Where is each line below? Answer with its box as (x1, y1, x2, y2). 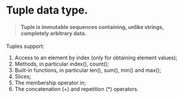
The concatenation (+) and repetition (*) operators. (14, 86, 139, 93)
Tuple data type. (6, 4, 89, 17)
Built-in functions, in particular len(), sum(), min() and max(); (14, 67, 161, 74)
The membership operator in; (14, 79, 86, 86)
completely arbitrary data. (20, 30, 87, 37)
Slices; (14, 73, 31, 80)
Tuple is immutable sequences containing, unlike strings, (20, 23, 164, 30)
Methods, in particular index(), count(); (14, 60, 109, 68)
